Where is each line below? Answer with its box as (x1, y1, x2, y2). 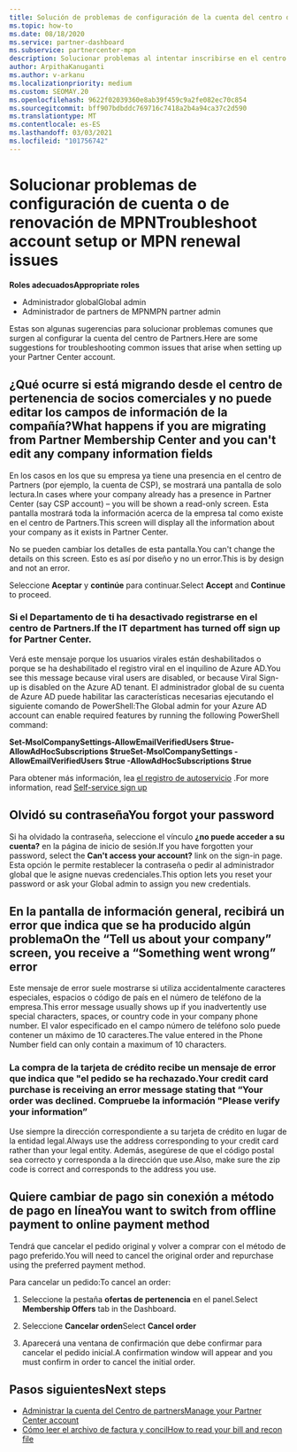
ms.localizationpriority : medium (9, 79, 133, 88)
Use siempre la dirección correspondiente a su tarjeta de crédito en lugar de (9, 1126, 287, 1136)
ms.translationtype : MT (9, 112, 97, 121)
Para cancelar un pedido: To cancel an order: (9, 1276, 171, 1287)
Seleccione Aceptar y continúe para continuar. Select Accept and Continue (9, 580, 286, 590)
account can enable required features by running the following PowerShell (9, 710, 280, 721)
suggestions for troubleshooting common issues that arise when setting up (9, 342, 283, 353)
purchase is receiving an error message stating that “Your (9, 1083, 263, 1096)
